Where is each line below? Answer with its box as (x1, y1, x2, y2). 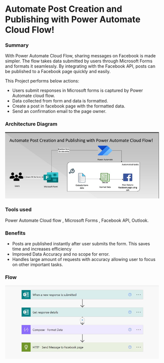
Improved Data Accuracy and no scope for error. (12, 251, 110, 257)
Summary (5, 42, 29, 49)
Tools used (5, 206, 32, 213)
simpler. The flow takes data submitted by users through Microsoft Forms (5, 58, 153, 64)
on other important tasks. (12, 261, 63, 268)
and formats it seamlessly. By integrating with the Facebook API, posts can (5, 63, 155, 69)
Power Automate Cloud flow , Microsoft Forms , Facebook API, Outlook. (5, 217, 149, 223)
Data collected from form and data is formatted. (12, 98, 108, 104)
